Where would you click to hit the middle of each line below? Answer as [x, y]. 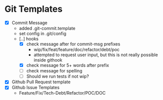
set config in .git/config [43, 33]
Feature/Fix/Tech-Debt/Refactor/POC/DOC [62, 93]
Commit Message [29, 23]
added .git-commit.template [47, 28]
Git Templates [34, 9]
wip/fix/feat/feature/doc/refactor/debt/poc [77, 50]
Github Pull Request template [41, 82]
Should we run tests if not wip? [58, 76]
